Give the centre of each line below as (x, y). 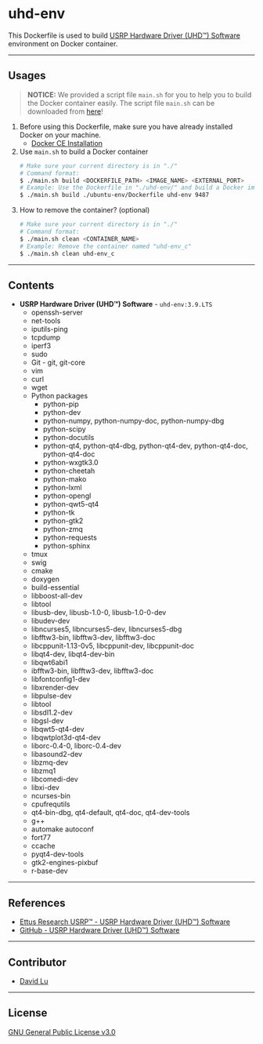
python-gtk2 (63, 521)
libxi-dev (45, 788)
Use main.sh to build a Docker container (84, 151)
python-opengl (67, 496)
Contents (31, 285)
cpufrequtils (50, 804)
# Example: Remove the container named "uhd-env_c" (105, 246)
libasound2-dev (57, 755)
